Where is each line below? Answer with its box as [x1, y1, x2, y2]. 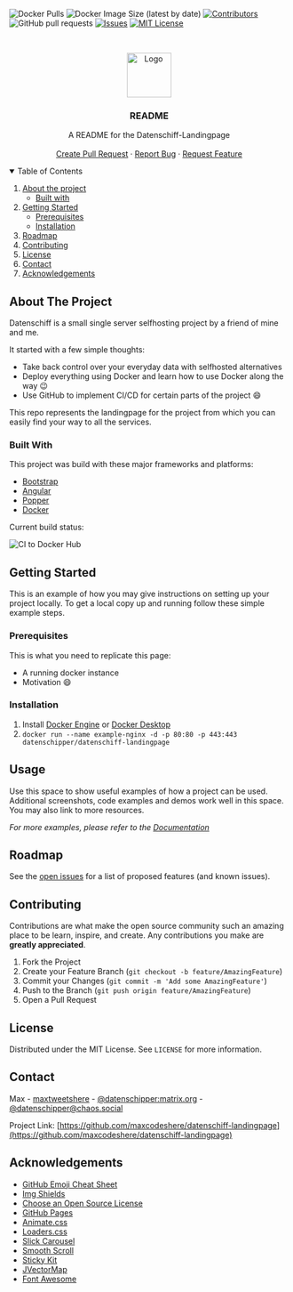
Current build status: [9, 521, 84, 533]
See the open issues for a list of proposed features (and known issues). [9, 871, 271, 882]
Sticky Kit [21, 1255, 58, 1265]
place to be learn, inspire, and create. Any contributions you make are [9, 930, 265, 941]
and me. [9, 327, 40, 338]
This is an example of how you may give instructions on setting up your [9, 588, 270, 600]
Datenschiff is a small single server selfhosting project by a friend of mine [9, 318, 279, 328]
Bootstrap [21, 476, 59, 487]
